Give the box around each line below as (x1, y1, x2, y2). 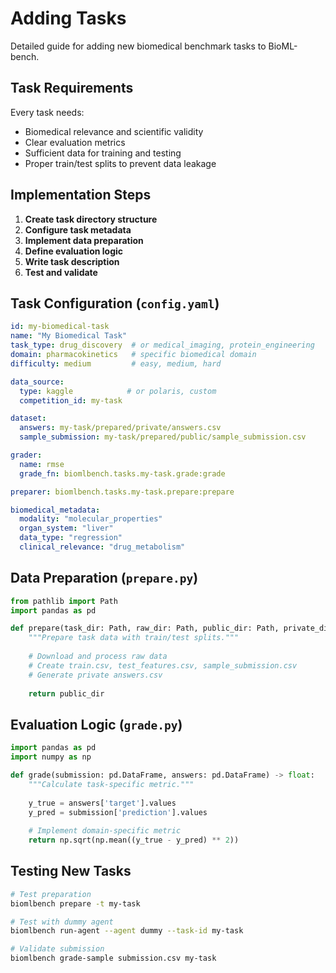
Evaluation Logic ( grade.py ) (10, 716, 183, 733)
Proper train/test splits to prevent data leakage (24, 157, 217, 169)
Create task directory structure (24, 213, 158, 225)
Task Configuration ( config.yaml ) (10, 295, 220, 312)
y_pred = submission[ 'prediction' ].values (28, 807, 208, 817)
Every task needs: (10, 106, 85, 118)
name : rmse (19, 459, 65, 469)
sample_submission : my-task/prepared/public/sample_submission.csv (19, 432, 307, 442)
